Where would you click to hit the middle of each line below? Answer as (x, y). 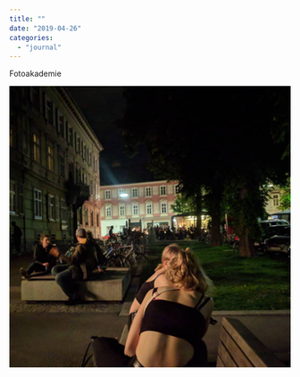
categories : (31, 38)
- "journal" (40, 47)
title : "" (28, 19)
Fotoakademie (36, 74)
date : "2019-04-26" (46, 28)
